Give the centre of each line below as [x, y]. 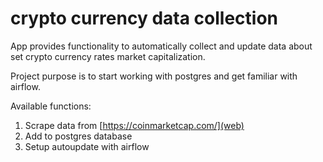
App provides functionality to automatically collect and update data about [161, 46]
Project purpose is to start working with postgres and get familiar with [154, 76]
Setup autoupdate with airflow [87, 146]
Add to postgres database [78, 136]
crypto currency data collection [144, 18]
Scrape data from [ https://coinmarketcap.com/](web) [134, 125]
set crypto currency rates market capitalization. [108, 56]
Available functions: [51, 106]
